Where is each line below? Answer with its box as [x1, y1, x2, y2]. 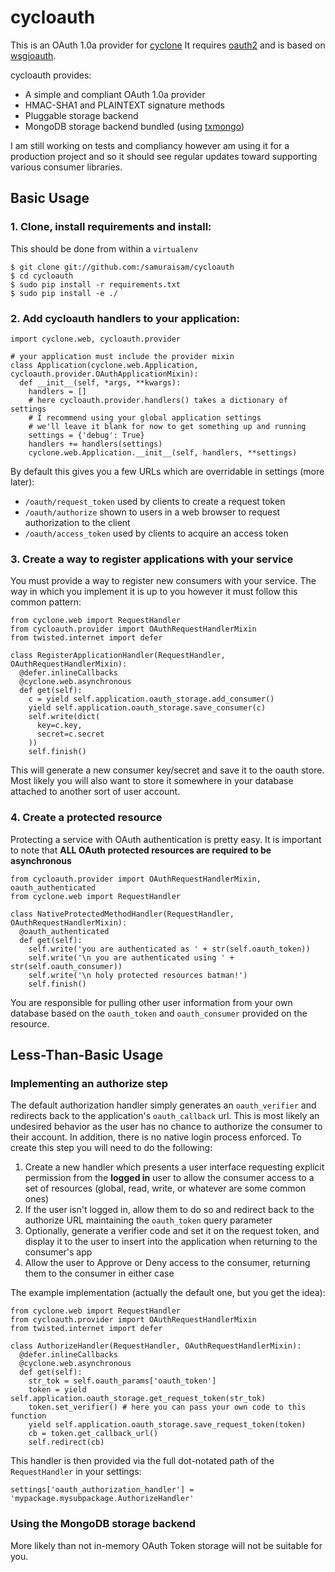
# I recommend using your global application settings [28, 412, 262, 423]
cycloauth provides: [10, 69, 92, 81]
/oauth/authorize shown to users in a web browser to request [24, 506, 281, 518]
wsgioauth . [10, 49, 57, 61]
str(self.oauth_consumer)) [10, 961, 123, 971]
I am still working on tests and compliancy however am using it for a [10, 139, 290, 151]
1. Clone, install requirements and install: [10, 220, 212, 234]
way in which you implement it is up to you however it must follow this [10, 586, 298, 598]
